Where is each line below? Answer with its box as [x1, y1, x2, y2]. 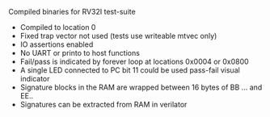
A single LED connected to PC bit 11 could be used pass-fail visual [19, 65, 240, 75]
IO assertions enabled [19, 40, 94, 49]
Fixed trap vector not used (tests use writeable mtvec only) [19, 31, 217, 40]
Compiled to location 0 [19, 23, 96, 31]
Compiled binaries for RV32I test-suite [8, 7, 136, 16]
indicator [19, 74, 50, 83]
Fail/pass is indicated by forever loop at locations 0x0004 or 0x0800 [19, 56, 249, 66]
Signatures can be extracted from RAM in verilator [19, 100, 188, 109]
